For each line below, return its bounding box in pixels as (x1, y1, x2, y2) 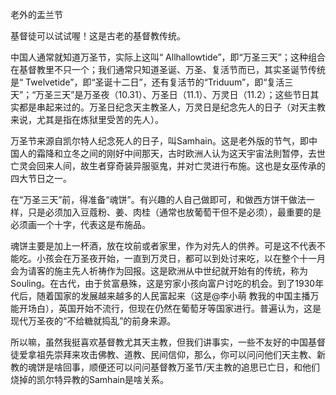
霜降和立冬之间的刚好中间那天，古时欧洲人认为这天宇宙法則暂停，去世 (36, 148, 326, 159)
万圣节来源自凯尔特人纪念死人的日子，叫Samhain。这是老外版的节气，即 (10, 135, 309, 147)
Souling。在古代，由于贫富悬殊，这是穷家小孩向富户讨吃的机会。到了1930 (10, 278, 316, 289)
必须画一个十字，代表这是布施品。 (10, 219, 151, 230)
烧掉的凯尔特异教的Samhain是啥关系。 (10, 374, 169, 385)
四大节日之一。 (10, 173, 72, 184)
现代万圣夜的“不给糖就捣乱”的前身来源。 (10, 315, 177, 327)
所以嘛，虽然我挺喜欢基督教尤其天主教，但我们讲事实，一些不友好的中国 (10, 336, 308, 348)
